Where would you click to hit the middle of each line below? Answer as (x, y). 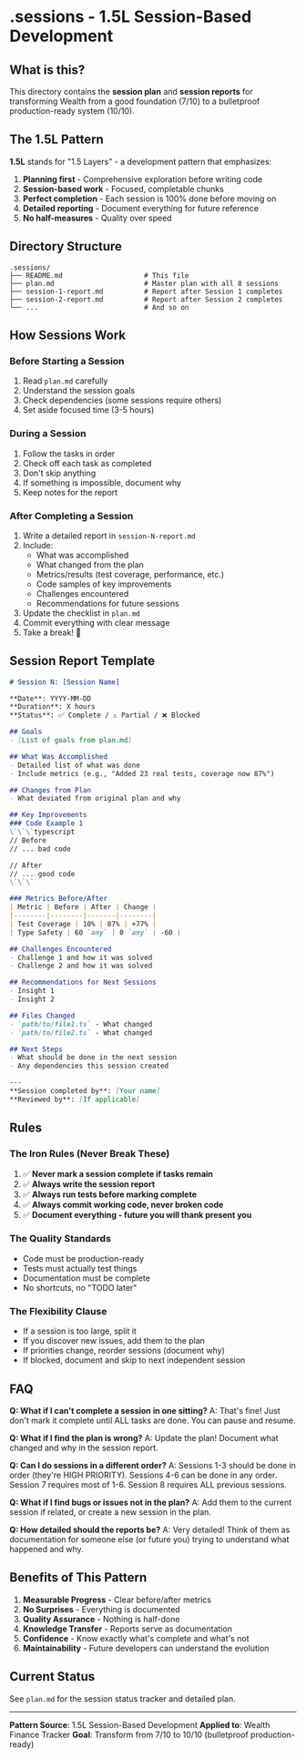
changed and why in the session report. (84, 1447)
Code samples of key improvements (104, 584)
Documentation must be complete (86, 1278)
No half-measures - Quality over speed (97, 218)
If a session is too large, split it (79, 1331)
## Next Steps (36, 1049)
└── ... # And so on (99, 307)
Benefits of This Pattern (78, 1578)
